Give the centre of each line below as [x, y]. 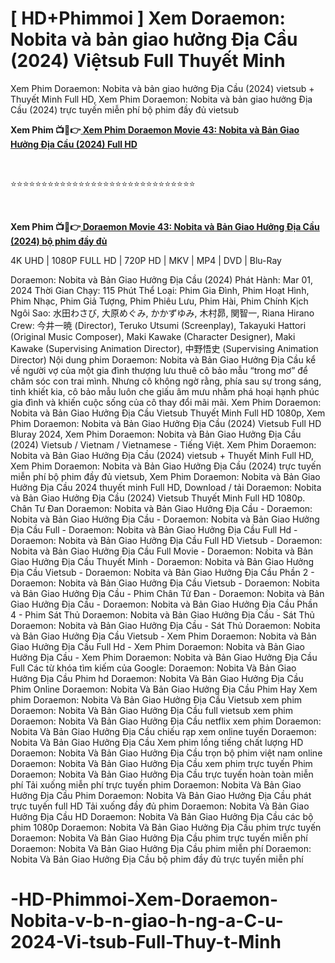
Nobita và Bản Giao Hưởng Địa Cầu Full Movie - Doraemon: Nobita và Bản [161, 551]
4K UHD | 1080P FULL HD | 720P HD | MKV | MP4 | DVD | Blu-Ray [146, 260]
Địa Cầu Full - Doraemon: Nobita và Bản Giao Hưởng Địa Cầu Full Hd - [154, 529]
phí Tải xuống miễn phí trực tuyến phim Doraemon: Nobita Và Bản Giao [156, 784]
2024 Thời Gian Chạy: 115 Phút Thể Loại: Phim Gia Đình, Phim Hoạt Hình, [160, 290]
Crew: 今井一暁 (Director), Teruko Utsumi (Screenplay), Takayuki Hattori [158, 325]
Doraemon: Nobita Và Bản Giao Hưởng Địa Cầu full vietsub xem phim [151, 710]
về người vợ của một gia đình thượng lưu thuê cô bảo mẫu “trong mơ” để [159, 370]
